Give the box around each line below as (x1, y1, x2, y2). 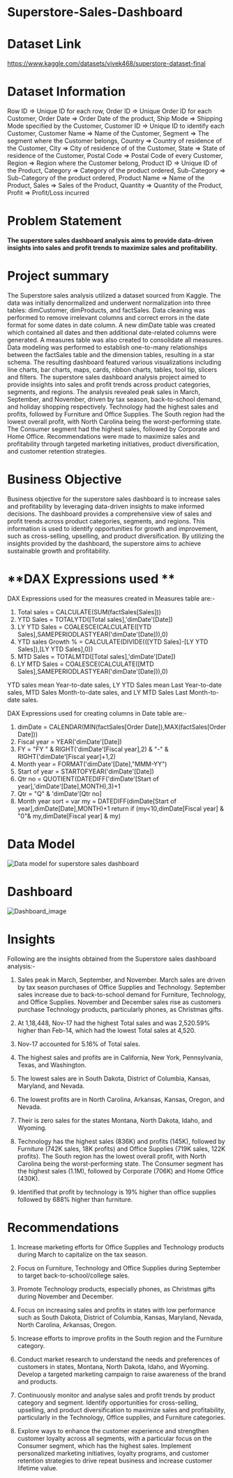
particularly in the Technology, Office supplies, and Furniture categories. (17, 1413, 226, 1421)
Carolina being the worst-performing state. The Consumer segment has (17, 1159, 224, 1168)
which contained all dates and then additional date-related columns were (7, 328, 217, 336)
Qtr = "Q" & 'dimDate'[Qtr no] (17, 789, 103, 797)
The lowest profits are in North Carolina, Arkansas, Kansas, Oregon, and (17, 1095, 225, 1103)
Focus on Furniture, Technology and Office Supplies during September (17, 1263, 221, 1272)
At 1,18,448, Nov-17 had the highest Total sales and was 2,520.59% (17, 1018, 211, 1027)
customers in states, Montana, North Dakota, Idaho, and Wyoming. (17, 1362, 209, 1370)
